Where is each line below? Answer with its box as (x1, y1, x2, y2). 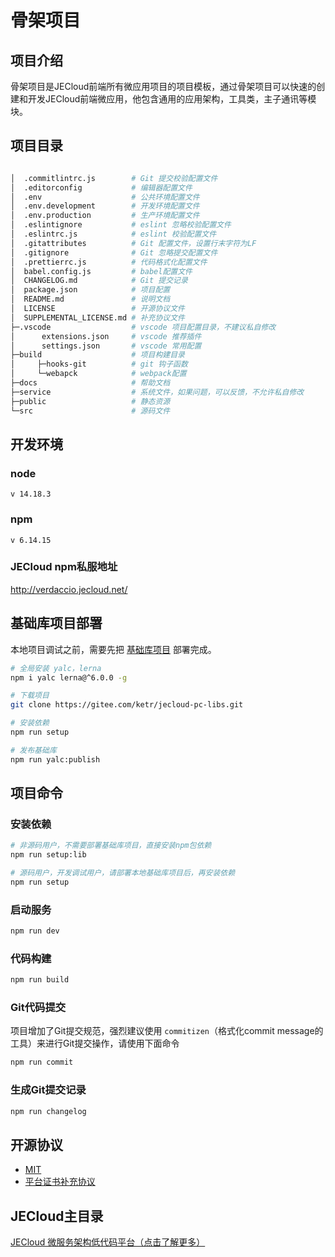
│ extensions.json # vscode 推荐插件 (10, 331, 202, 341)
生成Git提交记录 (10, 1083, 87, 1097)
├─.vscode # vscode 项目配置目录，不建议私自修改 (10, 322, 277, 332)
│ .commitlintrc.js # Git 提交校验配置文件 (10, 173, 218, 183)
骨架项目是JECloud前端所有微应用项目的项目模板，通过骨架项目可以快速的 (10, 81, 317, 92)
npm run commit (10, 1057, 74, 1068)
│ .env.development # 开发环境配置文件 (10, 201, 200, 211)
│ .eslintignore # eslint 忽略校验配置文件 (10, 220, 232, 230)
